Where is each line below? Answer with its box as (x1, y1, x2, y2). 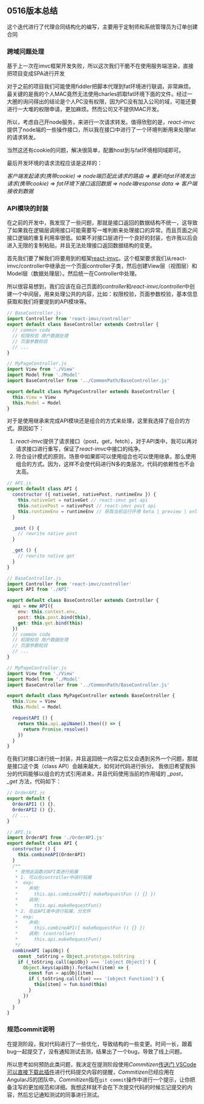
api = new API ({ (12, 603, 53, 609)
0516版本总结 (7, 5, 58, 16)
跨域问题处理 (7, 47, 45, 56)
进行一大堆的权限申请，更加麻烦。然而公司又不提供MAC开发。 (7, 106, 163, 113)
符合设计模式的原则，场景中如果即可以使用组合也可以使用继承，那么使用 (15, 453, 196, 460)
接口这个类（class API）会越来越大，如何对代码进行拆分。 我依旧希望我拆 (12, 763, 196, 770)
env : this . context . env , (18, 609, 78, 615)
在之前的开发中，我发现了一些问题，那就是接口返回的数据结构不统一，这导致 (7, 219, 198, 227)
